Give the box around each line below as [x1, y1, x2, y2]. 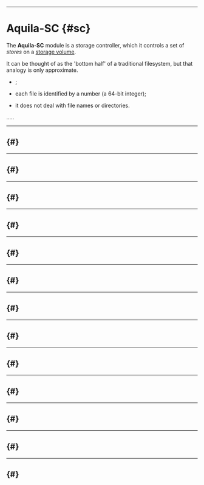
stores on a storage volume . [6, 48, 76, 55]
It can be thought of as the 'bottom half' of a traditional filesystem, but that [6, 60, 193, 67]
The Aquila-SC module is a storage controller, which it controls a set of [6, 41, 185, 49]
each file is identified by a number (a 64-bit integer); [15, 89, 147, 97]
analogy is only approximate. [6, 66, 78, 74]
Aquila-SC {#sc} [6, 22, 91, 35]
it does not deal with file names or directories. [15, 102, 130, 109]
